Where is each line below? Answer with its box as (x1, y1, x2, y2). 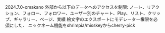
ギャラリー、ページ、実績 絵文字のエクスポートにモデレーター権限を (13, 16, 154, 22)
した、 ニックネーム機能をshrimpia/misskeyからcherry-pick (13, 22, 135, 28)
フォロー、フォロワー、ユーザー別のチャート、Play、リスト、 (22, 10, 148, 16)
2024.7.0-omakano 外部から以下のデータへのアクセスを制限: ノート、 (5, 4, 147, 10)
